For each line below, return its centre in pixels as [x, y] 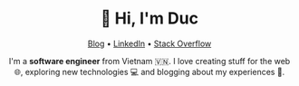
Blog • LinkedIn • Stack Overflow [149, 43]
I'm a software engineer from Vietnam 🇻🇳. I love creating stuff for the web [149, 61]
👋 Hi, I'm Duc [149, 19]
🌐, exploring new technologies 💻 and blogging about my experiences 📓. [149, 72]
